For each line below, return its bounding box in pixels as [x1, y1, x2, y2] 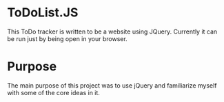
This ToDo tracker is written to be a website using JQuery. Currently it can [7, 27, 218, 36]
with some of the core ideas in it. [7, 88, 100, 97]
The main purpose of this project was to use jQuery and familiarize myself [7, 81, 217, 90]
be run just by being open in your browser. [7, 34, 128, 42]
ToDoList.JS [7, 5, 79, 21]
